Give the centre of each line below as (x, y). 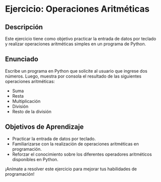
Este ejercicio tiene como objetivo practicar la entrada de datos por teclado (80, 39)
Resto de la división (32, 111)
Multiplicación (26, 101)
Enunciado (22, 59)
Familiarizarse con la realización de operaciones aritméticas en (75, 144)
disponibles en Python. (35, 159)
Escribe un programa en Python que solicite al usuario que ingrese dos (76, 71)
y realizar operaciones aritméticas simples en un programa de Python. (76, 44)
